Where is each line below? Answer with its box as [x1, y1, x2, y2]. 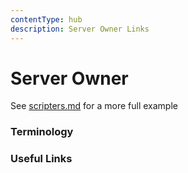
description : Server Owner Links [10, 24, 150, 34]
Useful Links [10, 152, 73, 166]
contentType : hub [10, 14, 83, 25]
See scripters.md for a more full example [10, 100, 178, 112]
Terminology [10, 125, 74, 139]
